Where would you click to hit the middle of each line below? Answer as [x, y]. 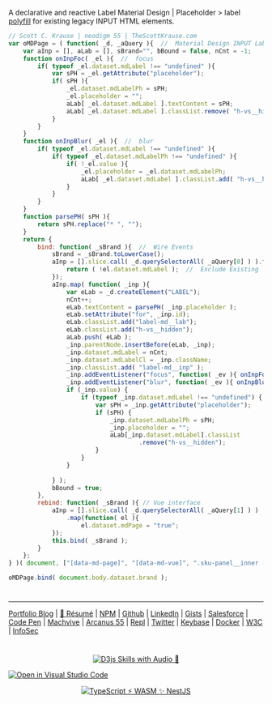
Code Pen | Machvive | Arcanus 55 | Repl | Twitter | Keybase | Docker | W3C [136, 622]
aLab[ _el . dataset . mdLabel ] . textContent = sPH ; [149, 104]
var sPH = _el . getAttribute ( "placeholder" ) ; [128, 74]
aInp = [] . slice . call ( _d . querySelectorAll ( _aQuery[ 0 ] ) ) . [157, 262]
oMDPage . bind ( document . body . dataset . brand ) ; [88, 578]
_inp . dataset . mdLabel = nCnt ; [117, 352]
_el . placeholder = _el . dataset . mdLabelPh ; [153, 171]
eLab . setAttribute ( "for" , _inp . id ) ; [128, 315]
